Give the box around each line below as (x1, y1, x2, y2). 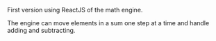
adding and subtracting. (7, 27, 76, 34)
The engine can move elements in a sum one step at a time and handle (7, 19, 210, 27)
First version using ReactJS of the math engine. (7, 6, 143, 14)
